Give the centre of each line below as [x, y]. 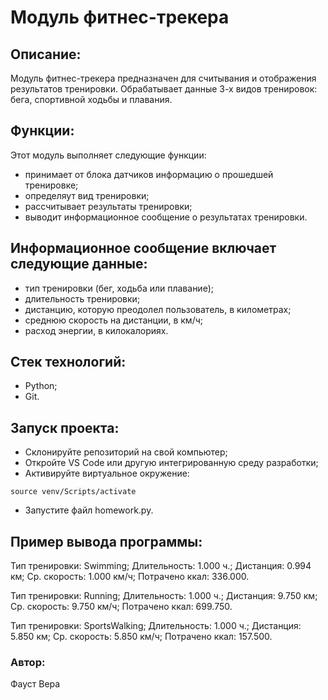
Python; [41, 386]
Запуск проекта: [65, 427]
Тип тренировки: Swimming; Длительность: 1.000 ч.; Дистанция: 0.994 [161, 566]
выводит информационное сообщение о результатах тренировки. [166, 217]
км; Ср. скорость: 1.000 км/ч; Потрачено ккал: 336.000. [130, 577]
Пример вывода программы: [106, 541]
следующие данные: [79, 264]
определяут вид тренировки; [87, 195]
